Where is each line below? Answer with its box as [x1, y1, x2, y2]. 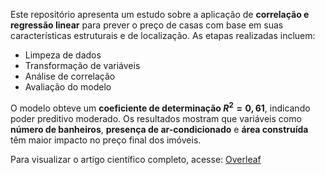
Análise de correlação [24, 70, 116, 82]
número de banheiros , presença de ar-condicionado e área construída [10, 123, 309, 135]
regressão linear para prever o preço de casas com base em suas [10, 19, 284, 31]
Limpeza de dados [24, 49, 102, 61]
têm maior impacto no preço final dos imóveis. [10, 134, 202, 146]
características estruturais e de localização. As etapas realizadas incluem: [10, 30, 316, 41]
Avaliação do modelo [24, 81, 112, 93]
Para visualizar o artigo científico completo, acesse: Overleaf [10, 153, 262, 165]
